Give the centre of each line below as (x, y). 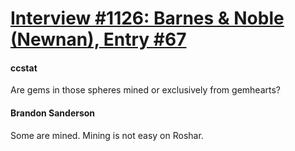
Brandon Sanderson (53, 113)
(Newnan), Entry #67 (98, 39)
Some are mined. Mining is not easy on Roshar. (107, 135)
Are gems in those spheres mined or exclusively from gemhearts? (145, 90)
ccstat (24, 68)
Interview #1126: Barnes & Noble (147, 18)
